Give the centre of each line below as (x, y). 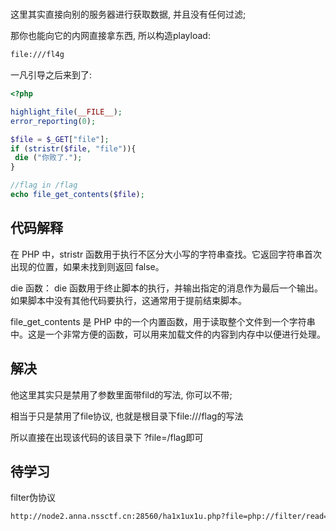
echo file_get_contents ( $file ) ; (77, 195)
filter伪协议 (33, 498)
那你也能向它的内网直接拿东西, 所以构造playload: (110, 36)
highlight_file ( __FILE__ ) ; (66, 112)
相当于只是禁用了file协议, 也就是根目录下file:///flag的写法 (127, 416)
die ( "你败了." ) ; (48, 158)
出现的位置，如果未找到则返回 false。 (87, 266)
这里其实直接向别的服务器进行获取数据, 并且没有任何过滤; (128, 14)
